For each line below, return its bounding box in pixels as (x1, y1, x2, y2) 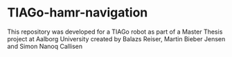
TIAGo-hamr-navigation (7, 5, 148, 21)
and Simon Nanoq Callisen (7, 42, 83, 50)
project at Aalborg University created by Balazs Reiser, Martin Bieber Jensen (7, 34, 226, 43)
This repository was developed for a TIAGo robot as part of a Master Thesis (7, 27, 223, 36)
